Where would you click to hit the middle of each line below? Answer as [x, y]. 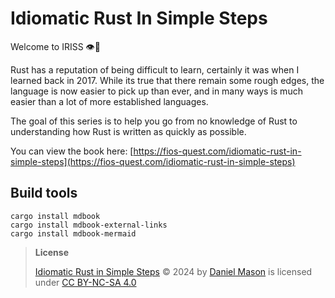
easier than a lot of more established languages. [109, 101]
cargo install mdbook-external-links [89, 225]
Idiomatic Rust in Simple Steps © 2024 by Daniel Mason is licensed [173, 271]
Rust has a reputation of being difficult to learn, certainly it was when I [155, 69]
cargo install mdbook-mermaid [73, 233]
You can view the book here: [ [72, 151]
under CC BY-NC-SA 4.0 [85, 282]
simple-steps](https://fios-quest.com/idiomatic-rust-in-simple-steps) [153, 161]
